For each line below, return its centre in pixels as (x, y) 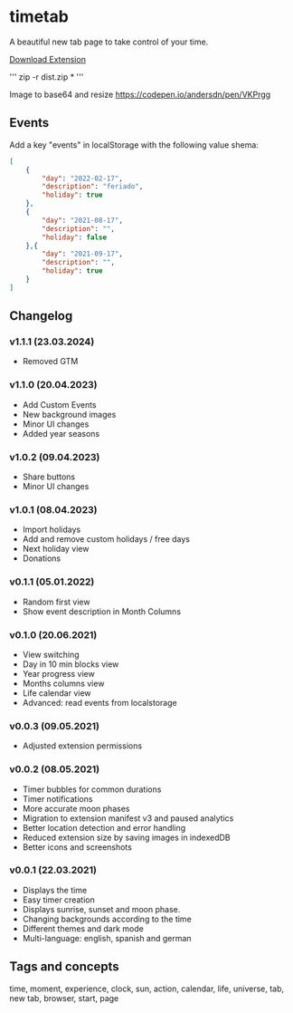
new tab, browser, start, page (64, 998)
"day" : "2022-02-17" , (83, 178)
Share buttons (48, 477)
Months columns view (63, 683)
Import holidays (52, 530)
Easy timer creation (58, 900)
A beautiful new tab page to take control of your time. (109, 42)
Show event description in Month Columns (102, 611)
